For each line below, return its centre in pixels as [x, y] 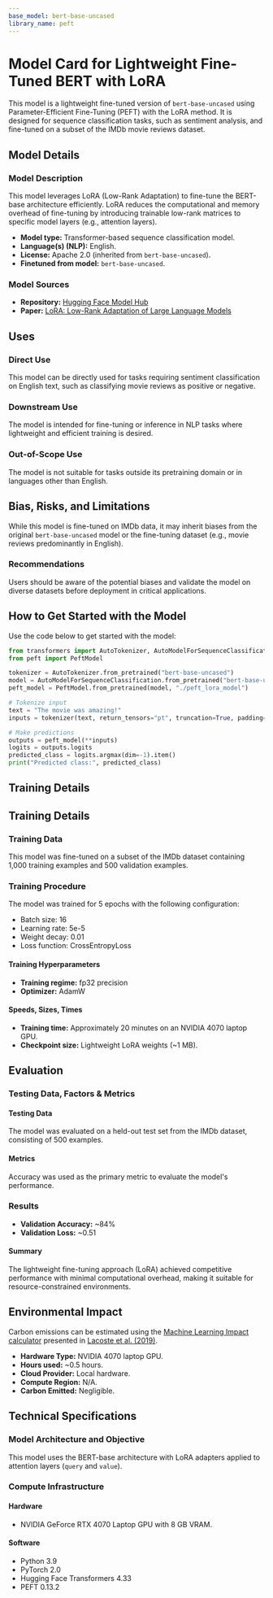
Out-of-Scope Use [45, 455]
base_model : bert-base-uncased [61, 16]
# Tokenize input [38, 703]
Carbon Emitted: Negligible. [67, 1391]
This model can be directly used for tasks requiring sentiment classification [134, 377]
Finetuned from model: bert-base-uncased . [93, 263]
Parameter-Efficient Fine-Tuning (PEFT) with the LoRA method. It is [121, 112]
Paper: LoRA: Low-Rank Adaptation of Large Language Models [126, 311]
